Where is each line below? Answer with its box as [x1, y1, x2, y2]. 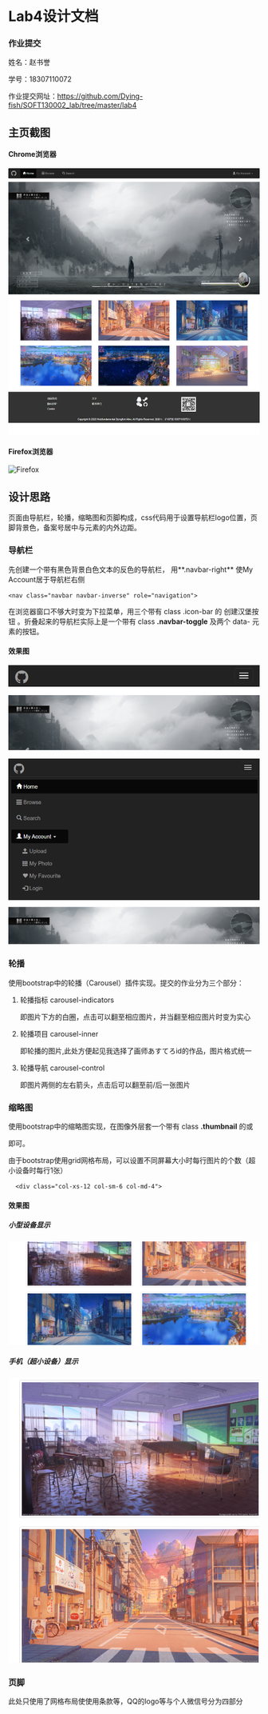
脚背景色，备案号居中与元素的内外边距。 [8, 523, 141, 533]
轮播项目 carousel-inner [19, 1029, 99, 1038]
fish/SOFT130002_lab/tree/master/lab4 [8, 101, 137, 110]
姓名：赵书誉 [8, 58, 50, 67]
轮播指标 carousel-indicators [19, 995, 114, 1005]
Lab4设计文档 [8, 7, 99, 26]
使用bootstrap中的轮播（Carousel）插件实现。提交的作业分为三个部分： [8, 977, 245, 988]
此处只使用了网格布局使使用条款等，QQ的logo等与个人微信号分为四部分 [8, 1696, 243, 1706]
